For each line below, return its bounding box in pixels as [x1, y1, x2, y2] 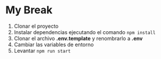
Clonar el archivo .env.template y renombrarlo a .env [13, 35, 143, 42]
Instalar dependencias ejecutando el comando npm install [13, 28, 156, 35]
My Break [5, 3, 53, 17]
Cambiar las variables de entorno [13, 41, 94, 48]
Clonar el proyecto [13, 23, 59, 30]
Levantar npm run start [13, 47, 71, 54]
